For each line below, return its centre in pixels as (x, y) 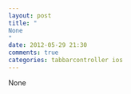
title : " (23, 23)
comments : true (34, 53)
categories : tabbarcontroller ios (66, 61)
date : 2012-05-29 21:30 (48, 45)
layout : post (30, 16)
